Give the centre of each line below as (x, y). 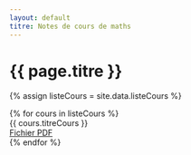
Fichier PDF (31, 133)
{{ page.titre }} (66, 71)
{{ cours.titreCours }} (49, 123)
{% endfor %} (35, 142)
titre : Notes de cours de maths (70, 26)
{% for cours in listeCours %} (64, 113)
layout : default (40, 18)
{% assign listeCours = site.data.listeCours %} (96, 96)
